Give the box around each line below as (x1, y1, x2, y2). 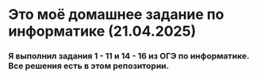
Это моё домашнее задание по (8, 6, 224, 24)
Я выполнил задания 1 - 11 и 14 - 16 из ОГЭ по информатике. (8, 51, 250, 62)
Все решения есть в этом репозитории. (8, 61, 169, 72)
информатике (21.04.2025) (8, 22, 197, 40)
